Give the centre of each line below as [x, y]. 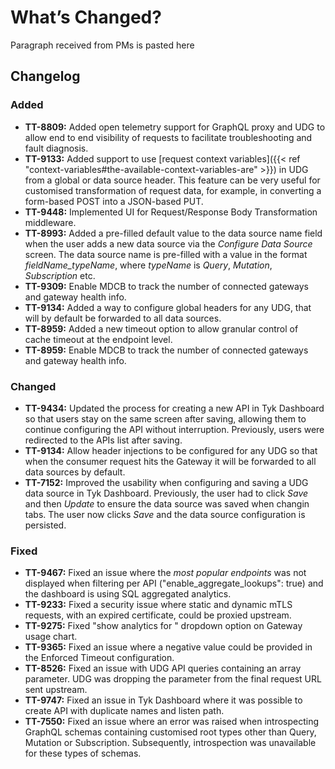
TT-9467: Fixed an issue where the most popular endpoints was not [165, 573]
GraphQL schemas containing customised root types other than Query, [170, 732]
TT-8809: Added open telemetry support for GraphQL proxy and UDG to [175, 127]
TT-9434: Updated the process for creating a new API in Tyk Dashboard [174, 408]
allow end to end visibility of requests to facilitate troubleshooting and [168, 137]
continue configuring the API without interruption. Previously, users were [174, 429]
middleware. [50, 222]
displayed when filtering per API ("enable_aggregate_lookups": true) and [174, 583]
